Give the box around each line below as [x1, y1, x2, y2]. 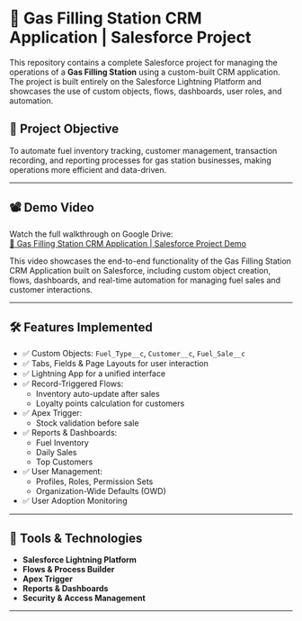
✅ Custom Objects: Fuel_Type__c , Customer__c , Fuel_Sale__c [22, 348, 245, 359]
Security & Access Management [22, 593, 146, 604]
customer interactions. [9, 283, 93, 295]
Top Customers [35, 456, 93, 467]
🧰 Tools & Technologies [9, 530, 143, 545]
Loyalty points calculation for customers [35, 398, 185, 409]
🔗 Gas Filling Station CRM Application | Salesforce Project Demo [9, 238, 247, 248]
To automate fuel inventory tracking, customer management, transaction [9, 145, 278, 156]
